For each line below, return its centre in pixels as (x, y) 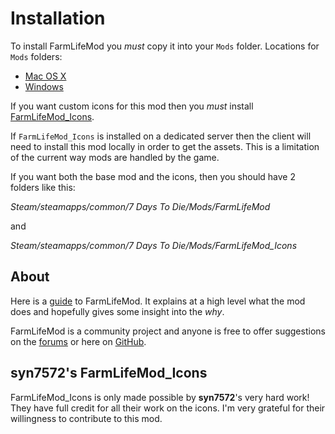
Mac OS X (45, 76)
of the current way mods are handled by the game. (115, 157)
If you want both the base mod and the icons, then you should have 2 (153, 176)
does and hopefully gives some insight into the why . (117, 311)
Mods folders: (36, 56)
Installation (58, 18)
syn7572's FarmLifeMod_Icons (109, 373)
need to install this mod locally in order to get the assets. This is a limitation (165, 146)
